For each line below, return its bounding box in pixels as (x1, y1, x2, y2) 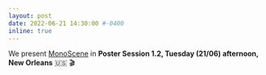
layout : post (8, 11, 52, 20)
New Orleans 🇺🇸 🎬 (8, 58, 75, 68)
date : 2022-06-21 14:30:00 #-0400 (8, 19, 125, 27)
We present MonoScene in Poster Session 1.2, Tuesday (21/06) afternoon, (8, 49, 260, 59)
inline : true (8, 27, 52, 35)
